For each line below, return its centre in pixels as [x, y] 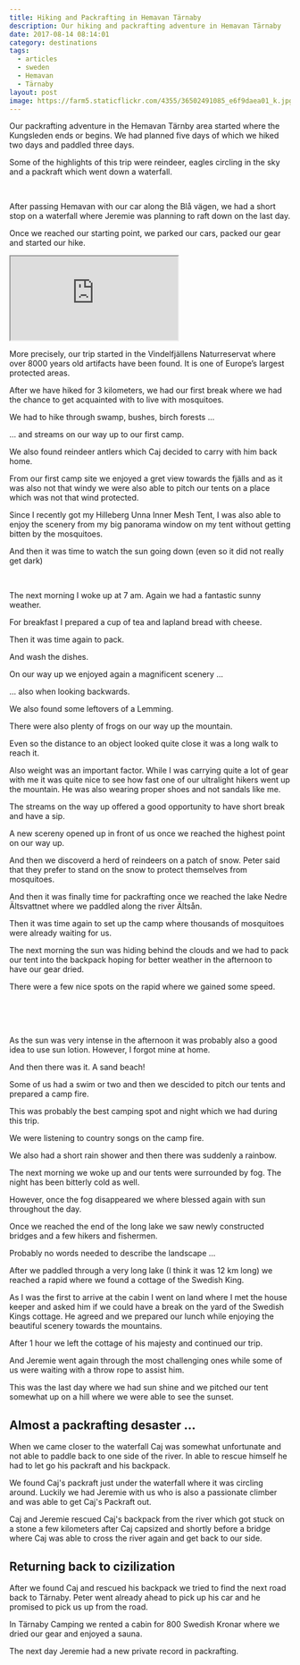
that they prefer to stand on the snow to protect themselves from [129, 870]
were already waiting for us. [60, 933]
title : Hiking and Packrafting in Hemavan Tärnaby [105, 17]
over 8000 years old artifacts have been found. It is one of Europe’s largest [147, 364]
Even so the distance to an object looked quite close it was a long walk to [144, 744]
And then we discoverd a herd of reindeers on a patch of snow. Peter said [145, 860]
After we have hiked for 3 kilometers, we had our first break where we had [146, 391]
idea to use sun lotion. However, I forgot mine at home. [110, 1050]
